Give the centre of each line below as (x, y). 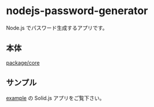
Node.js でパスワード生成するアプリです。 (57, 28)
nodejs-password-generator (77, 11)
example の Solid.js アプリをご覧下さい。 (56, 98)
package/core (23, 62)
